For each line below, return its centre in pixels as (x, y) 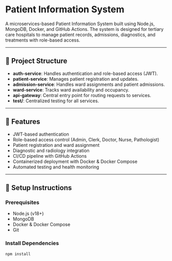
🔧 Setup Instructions (39, 188)
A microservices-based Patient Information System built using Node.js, (80, 24)
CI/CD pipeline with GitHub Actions (50, 156)
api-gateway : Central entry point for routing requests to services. (82, 95)
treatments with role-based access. (43, 40)
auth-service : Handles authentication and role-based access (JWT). (85, 73)
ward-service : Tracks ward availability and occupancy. (71, 90)
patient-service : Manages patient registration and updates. (76, 79)
